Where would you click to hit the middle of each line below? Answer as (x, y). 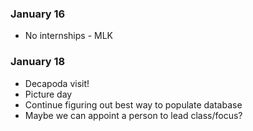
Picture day (48, 94)
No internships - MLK (69, 36)
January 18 (38, 62)
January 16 (38, 14)
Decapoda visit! (57, 83)
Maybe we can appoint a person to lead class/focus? (133, 115)
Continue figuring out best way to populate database (133, 104)
